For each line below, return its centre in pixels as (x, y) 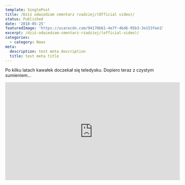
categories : (17, 38)
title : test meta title (34, 56)
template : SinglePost (28, 10)
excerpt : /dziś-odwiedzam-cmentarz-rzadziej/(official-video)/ (72, 33)
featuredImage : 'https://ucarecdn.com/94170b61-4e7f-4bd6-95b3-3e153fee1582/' (89, 28)
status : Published (24, 19)
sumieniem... (18, 76)
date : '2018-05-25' (25, 24)
